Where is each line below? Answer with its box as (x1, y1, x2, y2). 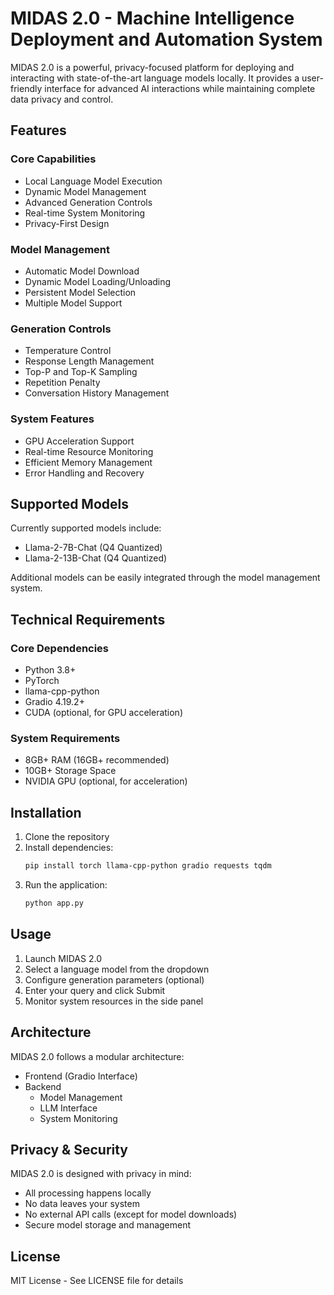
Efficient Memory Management (24, 456, 153, 468)
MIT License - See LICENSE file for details (10, 1275, 184, 1287)
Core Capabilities (10, 152, 97, 166)
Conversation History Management (24, 387, 170, 399)
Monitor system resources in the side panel (24, 995, 204, 1007)
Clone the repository (24, 831, 110, 843)
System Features (10, 412, 95, 426)
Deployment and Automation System (10, 28, 323, 51)
